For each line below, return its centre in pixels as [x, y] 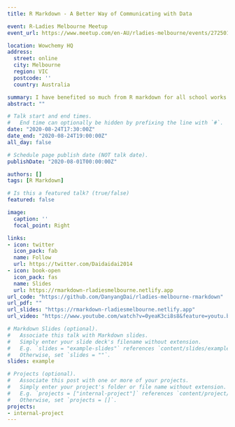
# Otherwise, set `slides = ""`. [59, 355]
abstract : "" [26, 104]
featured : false [31, 200]
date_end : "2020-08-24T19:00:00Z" [58, 136]
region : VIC [31, 71]
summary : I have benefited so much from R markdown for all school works [117, 97]
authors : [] [24, 174]
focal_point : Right [42, 225]
